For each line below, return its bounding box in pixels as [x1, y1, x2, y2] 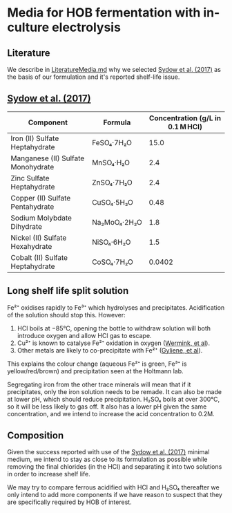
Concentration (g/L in [148, 113, 222, 122]
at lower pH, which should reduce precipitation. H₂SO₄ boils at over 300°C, [7, 395, 220, 403]
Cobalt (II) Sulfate [10, 252, 68, 262]
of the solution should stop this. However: [7, 310, 126, 319]
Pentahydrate [10, 202, 55, 212]
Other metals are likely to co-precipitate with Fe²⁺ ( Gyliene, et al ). [17, 346, 203, 354]
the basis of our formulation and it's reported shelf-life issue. [7, 73, 180, 81]
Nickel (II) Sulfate [10, 233, 67, 243]
